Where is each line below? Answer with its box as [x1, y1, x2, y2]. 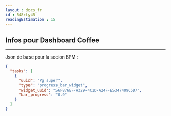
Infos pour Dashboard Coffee [5, 36, 99, 44]
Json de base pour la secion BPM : [5, 54, 78, 60]
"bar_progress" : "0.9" [18, 92, 67, 97]
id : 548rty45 [5, 12, 36, 17]
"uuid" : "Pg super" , [18, 78, 63, 83]
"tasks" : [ [10, 69, 33, 74]
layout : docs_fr [5, 7, 42, 13]
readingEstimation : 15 [5, 17, 56, 22]
